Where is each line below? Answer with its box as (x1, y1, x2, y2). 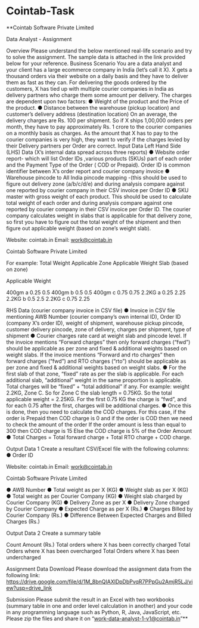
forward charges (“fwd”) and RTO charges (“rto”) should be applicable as (6, 357, 186, 365)
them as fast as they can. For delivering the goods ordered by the (6, 79, 167, 86)
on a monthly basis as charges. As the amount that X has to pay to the (6, 130, 179, 137)
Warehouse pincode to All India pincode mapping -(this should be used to (6, 174, 187, 181)
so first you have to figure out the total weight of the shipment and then (6, 218, 181, 225)
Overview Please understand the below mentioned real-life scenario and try (6, 47, 192, 54)
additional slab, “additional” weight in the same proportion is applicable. (6, 376, 182, 383)
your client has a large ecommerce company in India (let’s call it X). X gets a (6, 66, 192, 73)
